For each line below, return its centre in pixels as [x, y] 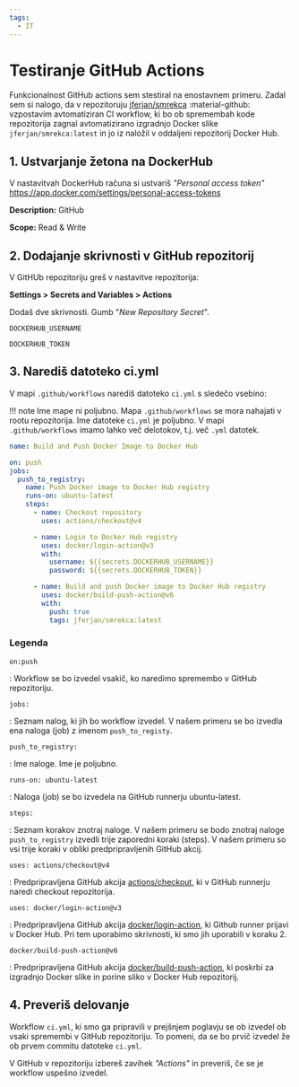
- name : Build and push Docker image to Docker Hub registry [149, 587]
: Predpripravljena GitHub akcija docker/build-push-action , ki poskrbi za [142, 967]
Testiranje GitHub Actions [107, 70]
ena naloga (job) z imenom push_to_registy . [91, 730]
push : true [69, 611]
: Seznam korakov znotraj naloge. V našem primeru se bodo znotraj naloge [147, 829]
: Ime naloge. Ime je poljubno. [64, 763]
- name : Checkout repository [87, 513]
